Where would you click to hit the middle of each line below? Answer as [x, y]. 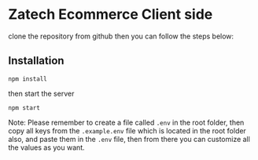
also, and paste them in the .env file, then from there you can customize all [129, 139]
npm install [28, 79]
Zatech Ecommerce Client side [111, 15]
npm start [24, 107]
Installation [36, 61]
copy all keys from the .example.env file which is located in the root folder [127, 130]
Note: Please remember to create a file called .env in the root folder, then [126, 122]
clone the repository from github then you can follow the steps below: [121, 36]
